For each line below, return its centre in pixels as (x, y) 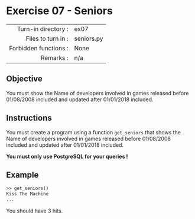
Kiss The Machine (27, 194)
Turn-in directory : (43, 29)
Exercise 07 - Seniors (60, 11)
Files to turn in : (47, 38)
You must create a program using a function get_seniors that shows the (94, 132)
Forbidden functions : (39, 48)
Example (22, 175)
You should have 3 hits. (35, 211)
